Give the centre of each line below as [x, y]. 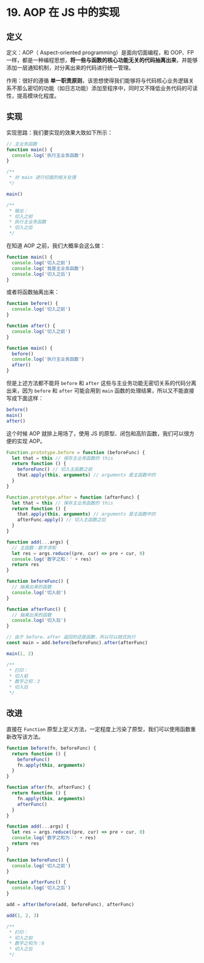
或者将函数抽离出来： [33, 292]
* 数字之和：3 [25, 682]
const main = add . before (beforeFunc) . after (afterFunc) [77, 643]
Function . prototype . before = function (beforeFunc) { [76, 452]
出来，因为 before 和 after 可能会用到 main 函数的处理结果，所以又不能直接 [100, 391]
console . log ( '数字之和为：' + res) [54, 838]
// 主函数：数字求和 [34, 548]
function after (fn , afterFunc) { [49, 788]
